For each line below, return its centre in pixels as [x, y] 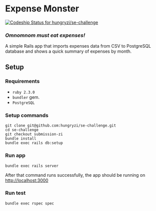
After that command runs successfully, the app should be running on [75, 175]
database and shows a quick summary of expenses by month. [69, 51]
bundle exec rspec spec [30, 203]
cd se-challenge [22, 130]
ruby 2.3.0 [24, 92]
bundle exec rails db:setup [34, 143]
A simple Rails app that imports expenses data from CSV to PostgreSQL [78, 46]
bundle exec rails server [32, 166]
